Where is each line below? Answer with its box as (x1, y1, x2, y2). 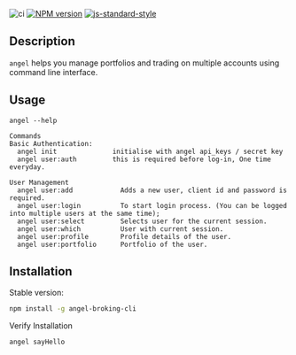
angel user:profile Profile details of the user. (17, 232, 232, 241)
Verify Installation (9, 320, 74, 331)
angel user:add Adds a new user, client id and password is (17, 186, 288, 195)
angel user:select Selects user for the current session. (17, 217, 268, 226)
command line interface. (9, 66, 98, 77)
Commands (9, 131, 42, 141)
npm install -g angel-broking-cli (9, 305, 137, 313)
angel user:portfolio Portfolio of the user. (17, 240, 208, 249)
